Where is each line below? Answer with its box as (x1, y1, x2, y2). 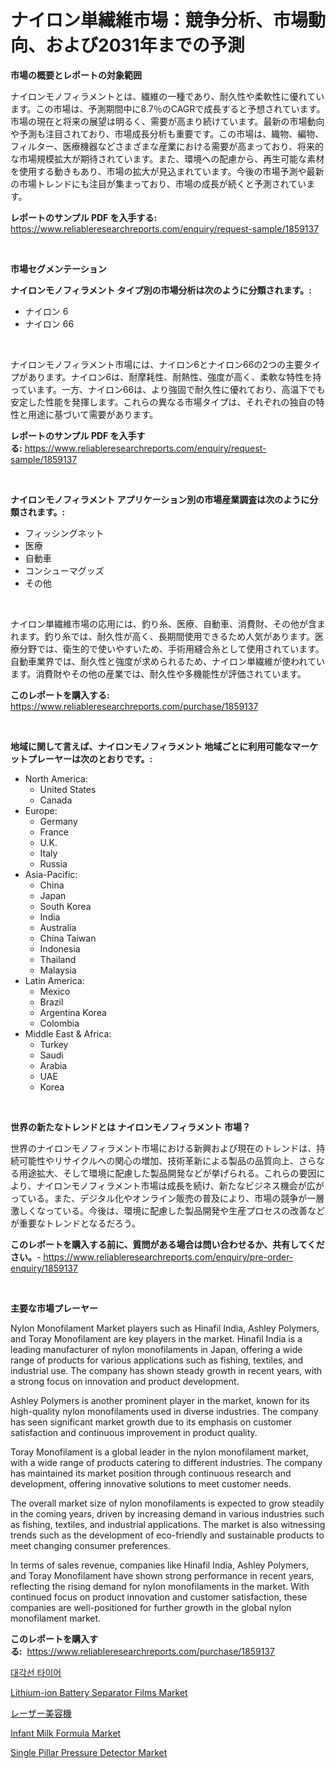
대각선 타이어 (10, 1666, 62, 1678)
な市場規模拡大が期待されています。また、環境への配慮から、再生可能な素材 (10, 152, 325, 165)
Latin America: (24, 974, 85, 986)
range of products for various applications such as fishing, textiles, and (10, 1354, 304, 1366)
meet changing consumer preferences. (10, 1539, 172, 1551)
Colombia (39, 1017, 80, 1029)
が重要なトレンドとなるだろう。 (10, 1217, 141, 1229)
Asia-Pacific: (24, 868, 78, 880)
